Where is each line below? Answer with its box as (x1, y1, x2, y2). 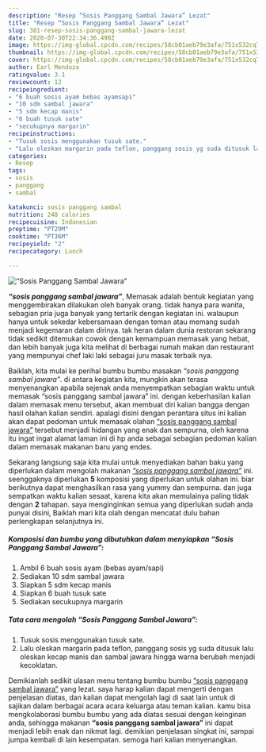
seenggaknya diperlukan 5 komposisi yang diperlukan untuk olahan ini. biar (8, 474, 255, 484)
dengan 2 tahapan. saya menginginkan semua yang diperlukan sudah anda (8, 499, 253, 509)
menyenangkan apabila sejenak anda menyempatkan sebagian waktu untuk (8, 383, 256, 392)
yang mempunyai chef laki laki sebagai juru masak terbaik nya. (8, 350, 213, 360)
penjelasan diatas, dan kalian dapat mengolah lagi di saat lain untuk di (8, 692, 236, 702)
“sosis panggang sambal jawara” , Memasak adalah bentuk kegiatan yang (8, 291, 254, 301)
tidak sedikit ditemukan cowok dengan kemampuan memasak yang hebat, (8, 334, 250, 343)
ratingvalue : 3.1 (8, 71, 66, 79)
